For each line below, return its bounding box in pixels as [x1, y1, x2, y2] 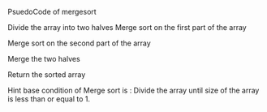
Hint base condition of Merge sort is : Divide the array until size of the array [7, 85, 260, 95]
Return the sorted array [7, 70, 86, 80]
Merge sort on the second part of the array [7, 38, 151, 48]
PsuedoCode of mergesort [7, 7, 97, 16]
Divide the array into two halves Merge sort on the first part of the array [7, 23, 247, 32]
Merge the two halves [7, 54, 80, 63]
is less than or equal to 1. [7, 94, 91, 104]
